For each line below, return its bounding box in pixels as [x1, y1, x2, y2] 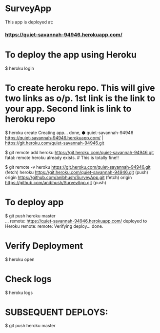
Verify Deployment [5, 240, 83, 251]
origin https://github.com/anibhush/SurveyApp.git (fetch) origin [5, 174, 132, 180]
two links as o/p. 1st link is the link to [5, 93, 156, 104]
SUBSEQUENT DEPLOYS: [5, 307, 108, 317]
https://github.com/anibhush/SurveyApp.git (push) [5, 179, 106, 185]
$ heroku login [5, 65, 34, 71]
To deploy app [5, 196, 64, 208]
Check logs [5, 274, 52, 284]
